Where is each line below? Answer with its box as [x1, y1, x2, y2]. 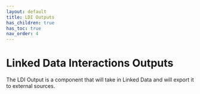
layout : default [6, 8, 47, 15]
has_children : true [6, 20, 55, 26]
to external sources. [6, 83, 56, 90]
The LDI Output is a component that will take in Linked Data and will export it [6, 76, 194, 83]
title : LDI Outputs [6, 14, 55, 20]
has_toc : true [6, 25, 42, 32]
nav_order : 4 [6, 31, 39, 37]
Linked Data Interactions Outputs [6, 57, 174, 70]
